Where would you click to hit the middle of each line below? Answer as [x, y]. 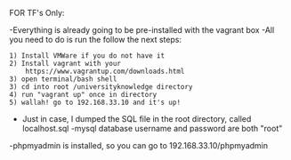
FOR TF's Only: [37, 13]
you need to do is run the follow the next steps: [96, 40]
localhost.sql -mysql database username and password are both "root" [152, 128]
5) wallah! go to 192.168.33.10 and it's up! [95, 102]
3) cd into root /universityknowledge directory [101, 87]
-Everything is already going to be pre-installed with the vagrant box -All [142, 30]
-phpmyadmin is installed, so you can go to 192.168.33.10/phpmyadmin [139, 145]
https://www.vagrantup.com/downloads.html [105, 71]
